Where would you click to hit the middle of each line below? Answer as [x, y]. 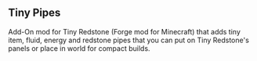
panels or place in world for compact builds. [79, 48]
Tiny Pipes [34, 13]
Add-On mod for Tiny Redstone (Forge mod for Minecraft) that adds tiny [125, 31]
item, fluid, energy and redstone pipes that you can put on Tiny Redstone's [128, 40]
